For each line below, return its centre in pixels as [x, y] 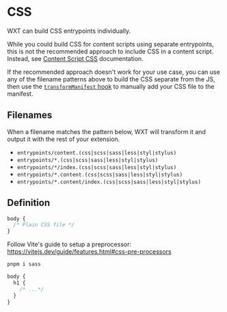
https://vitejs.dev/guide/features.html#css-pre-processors [90, 252]
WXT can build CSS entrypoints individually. [69, 31]
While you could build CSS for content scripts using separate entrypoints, [110, 44]
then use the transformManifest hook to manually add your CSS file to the [111, 86]
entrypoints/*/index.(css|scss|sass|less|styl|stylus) [97, 167]
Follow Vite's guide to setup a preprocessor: [69, 244]
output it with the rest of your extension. [64, 139]
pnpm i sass [24, 264]
